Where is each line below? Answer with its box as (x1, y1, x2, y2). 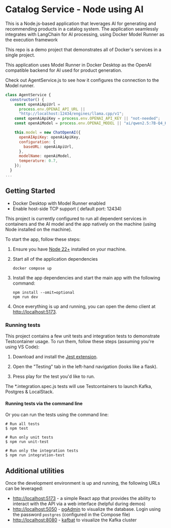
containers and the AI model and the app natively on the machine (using (5, 220, 156, 227)
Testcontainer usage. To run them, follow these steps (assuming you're (5, 338, 154, 344)
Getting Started (5, 187, 55, 196)
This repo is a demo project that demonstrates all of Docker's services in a (5, 46, 162, 52)
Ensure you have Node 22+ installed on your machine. (12, 246, 127, 252)
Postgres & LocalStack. (5, 388, 54, 395)
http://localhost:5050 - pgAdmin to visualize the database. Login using (12, 506, 161, 512)
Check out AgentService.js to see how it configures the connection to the (5, 77, 159, 83)
